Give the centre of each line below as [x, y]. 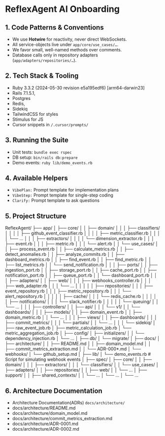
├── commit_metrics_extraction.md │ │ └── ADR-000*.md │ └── [73, 349]
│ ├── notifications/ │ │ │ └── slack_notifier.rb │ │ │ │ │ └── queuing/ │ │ [82, 302]
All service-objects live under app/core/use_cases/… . [65, 45]
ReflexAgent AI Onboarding [62, 9]
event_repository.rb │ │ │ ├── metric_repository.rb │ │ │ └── [68, 291]
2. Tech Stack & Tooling [42, 76]
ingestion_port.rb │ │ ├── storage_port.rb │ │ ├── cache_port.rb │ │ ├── [81, 270]
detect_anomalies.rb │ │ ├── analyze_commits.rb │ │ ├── [65, 254]
